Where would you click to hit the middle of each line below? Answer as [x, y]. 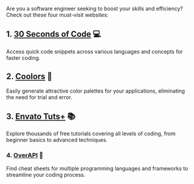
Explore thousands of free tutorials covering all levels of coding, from [91, 134]
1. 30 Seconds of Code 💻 [54, 34]
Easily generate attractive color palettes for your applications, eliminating [96, 91]
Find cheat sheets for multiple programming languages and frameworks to [97, 168]
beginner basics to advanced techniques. [57, 140]
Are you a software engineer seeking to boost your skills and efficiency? [95, 9]
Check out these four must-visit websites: [57, 15]
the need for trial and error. [39, 97]
